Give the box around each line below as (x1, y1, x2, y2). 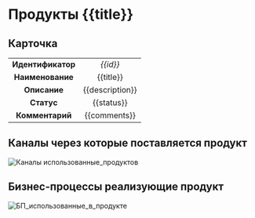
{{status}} (93, 97, 128, 107)
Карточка (8, 37, 58, 50)
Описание (24, 85, 64, 95)
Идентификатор (12, 59, 76, 70)
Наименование (13, 72, 75, 82)
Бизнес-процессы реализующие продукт (8, 180, 224, 194)
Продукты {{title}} (8, 5, 134, 24)
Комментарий (15, 110, 72, 121)
